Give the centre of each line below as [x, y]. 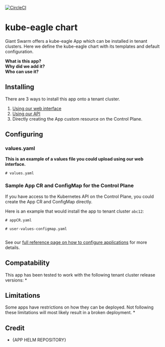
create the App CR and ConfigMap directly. [49, 201]
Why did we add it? [25, 66]
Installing [20, 87]
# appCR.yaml [18, 220]
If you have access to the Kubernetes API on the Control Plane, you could [80, 196]
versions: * [16, 280]
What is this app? [23, 61]
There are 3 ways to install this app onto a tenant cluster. [63, 99]
